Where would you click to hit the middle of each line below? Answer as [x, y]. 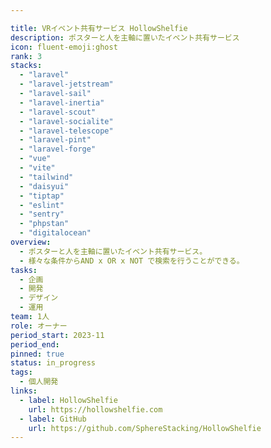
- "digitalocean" [55, 233]
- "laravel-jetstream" [66, 84]
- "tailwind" [46, 177]
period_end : [35, 344]
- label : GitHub [53, 419]
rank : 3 [26, 56]
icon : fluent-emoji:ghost [64, 47]
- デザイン [39, 298]
